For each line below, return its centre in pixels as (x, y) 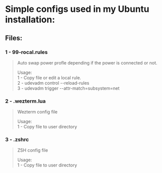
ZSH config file (32, 150)
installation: (30, 20)
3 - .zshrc (17, 140)
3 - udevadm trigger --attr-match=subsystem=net (68, 88)
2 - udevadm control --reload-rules (53, 83)
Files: (14, 38)
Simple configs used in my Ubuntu (77, 9)
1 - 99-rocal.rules (27, 52)
